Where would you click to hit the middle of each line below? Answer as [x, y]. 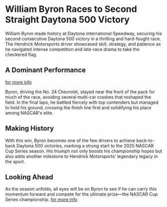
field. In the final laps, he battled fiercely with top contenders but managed [82, 102]
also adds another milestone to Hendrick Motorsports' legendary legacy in [82, 156]
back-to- [145, 140]
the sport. [15, 161]
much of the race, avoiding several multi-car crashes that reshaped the [78, 97]
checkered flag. [21, 54]
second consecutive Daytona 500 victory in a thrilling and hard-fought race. [83, 39]
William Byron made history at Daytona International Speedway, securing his [83, 33]
